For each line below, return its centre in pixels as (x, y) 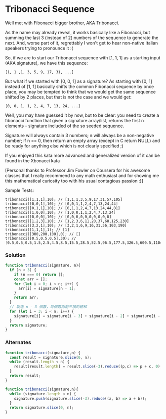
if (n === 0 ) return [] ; (40, 275)
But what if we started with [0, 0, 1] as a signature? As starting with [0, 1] (79, 81)
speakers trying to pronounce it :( (39, 48)
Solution (16, 255)
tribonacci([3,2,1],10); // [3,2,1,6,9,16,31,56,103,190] (66, 225)
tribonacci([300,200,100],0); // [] (43, 234)
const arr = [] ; (31, 279)
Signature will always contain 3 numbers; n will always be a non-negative (80, 135)
